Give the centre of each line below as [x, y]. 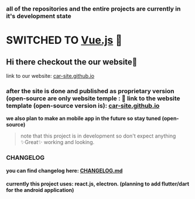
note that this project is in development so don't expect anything [98, 136]
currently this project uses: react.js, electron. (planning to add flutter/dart [97, 184]
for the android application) [40, 190]
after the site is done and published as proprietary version [90, 91]
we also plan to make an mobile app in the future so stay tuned [83, 118]
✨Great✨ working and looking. [57, 142]
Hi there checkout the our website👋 [72, 62]
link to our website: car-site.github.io [50, 76]
